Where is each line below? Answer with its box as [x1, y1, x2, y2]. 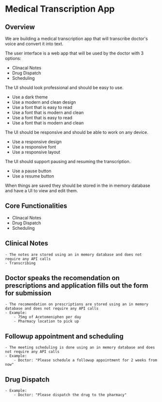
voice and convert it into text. [5, 41, 64, 47]
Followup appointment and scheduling [5, 332, 124, 340]
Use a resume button [12, 173, 54, 179]
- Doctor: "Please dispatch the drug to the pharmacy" [14, 393, 127, 398]
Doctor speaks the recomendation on [5, 274, 120, 282]
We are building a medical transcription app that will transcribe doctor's [5, 36, 148, 41]
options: [5, 55, 22, 61]
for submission [5, 289, 52, 297]
